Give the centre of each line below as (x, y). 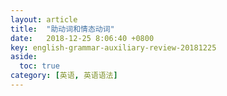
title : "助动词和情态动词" (62, 29)
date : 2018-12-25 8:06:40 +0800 (82, 38)
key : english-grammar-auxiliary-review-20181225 (113, 47)
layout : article (44, 19)
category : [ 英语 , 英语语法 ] (64, 76)
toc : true (39, 66)
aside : (24, 57)
